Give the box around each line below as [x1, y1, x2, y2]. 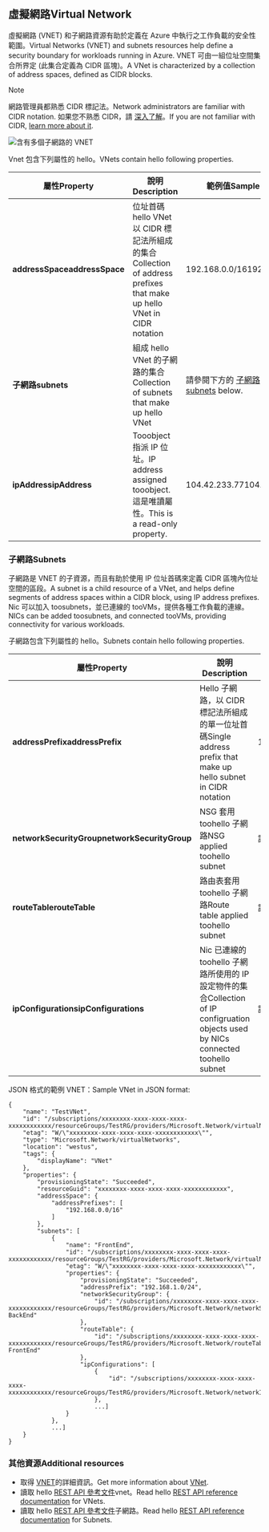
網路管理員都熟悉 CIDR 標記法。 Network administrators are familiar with [8, 101, 246, 111]
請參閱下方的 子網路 [185, 374, 260, 385]
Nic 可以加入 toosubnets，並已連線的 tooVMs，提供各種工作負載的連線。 [8, 602, 249, 612]
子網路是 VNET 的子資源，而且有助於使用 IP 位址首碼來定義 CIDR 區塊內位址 [8, 573, 259, 583]
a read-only [132, 518, 178, 529]
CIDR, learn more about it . [8, 120, 94, 130]
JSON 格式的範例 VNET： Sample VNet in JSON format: [8, 1085, 191, 1095]
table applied [199, 910, 249, 921]
